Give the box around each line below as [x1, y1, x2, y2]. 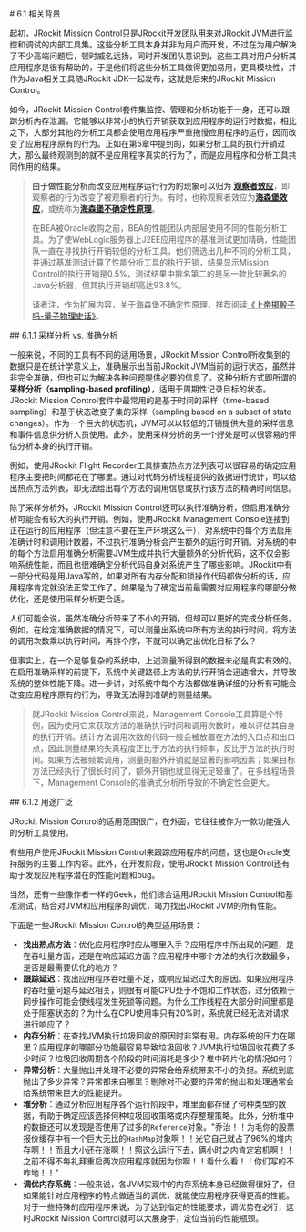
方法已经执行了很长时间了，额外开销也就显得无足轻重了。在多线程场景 [31, 766, 296, 777]
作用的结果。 [16, 162, 66, 172]
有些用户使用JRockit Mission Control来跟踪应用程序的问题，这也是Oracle [9, 847, 283, 857]
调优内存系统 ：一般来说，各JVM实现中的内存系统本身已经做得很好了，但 [22, 1179, 296, 1189]
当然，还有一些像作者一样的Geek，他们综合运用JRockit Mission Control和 [9, 889, 286, 900]
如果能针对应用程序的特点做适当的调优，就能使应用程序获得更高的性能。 [22, 1190, 294, 1201]
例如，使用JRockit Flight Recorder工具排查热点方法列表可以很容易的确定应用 [9, 460, 297, 471]
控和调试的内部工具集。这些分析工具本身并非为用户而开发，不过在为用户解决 [9, 39, 297, 49]
